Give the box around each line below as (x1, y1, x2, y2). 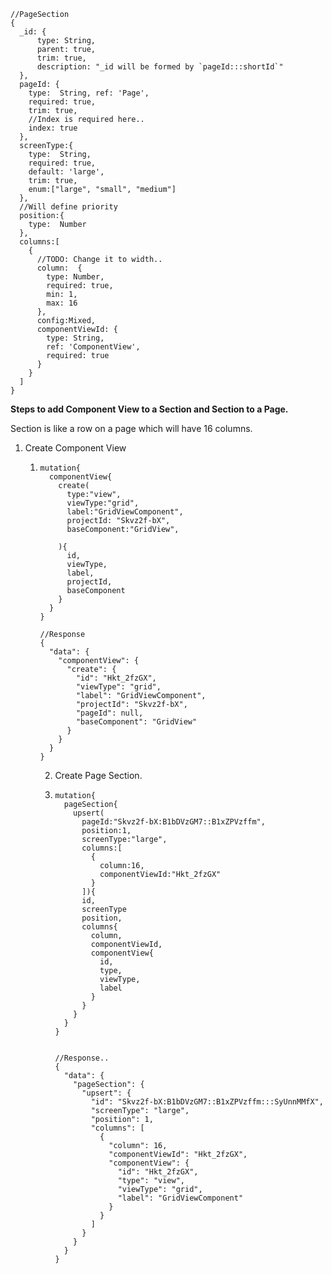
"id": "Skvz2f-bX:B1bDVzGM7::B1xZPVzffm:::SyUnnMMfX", (90, 1097, 324, 1107)
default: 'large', (28, 167, 105, 177)
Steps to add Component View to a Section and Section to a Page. (10, 403, 289, 415)
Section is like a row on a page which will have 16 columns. (10, 423, 253, 434)
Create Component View (24, 442, 127, 454)
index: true (28, 123, 78, 133)
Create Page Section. (54, 770, 143, 781)
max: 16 (46, 298, 78, 308)
